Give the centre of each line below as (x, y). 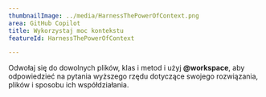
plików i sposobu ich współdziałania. (69, 85)
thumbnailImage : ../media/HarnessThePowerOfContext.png (104, 16)
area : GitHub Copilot (45, 23)
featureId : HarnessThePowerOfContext (72, 38)
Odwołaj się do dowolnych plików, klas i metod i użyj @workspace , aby (127, 68)
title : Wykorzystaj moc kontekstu (66, 30)
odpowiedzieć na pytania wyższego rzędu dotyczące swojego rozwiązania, (133, 76)
